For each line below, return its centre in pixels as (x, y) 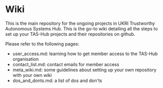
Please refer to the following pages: (42, 43)
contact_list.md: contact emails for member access (66, 64)
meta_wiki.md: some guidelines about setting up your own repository (85, 70)
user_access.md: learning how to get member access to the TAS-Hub (85, 54)
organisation (26, 59)
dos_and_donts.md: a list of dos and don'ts (57, 80)
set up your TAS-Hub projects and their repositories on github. (70, 34)
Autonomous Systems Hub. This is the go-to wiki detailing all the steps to (81, 28)
